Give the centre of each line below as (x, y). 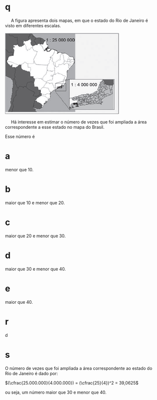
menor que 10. (19, 170)
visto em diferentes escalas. (33, 25)
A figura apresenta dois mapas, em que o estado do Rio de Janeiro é (79, 20)
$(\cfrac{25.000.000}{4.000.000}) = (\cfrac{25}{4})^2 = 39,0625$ (72, 383)
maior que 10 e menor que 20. (35, 203)
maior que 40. (19, 302)
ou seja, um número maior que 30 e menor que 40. (56, 392)
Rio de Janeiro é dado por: (31, 373)
